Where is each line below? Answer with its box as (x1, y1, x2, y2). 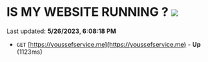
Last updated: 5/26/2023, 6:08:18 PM (6, 27, 116, 35)
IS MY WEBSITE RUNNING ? (6, 4, 169, 20)
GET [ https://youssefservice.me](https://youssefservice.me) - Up (16, 40, 201, 48)
